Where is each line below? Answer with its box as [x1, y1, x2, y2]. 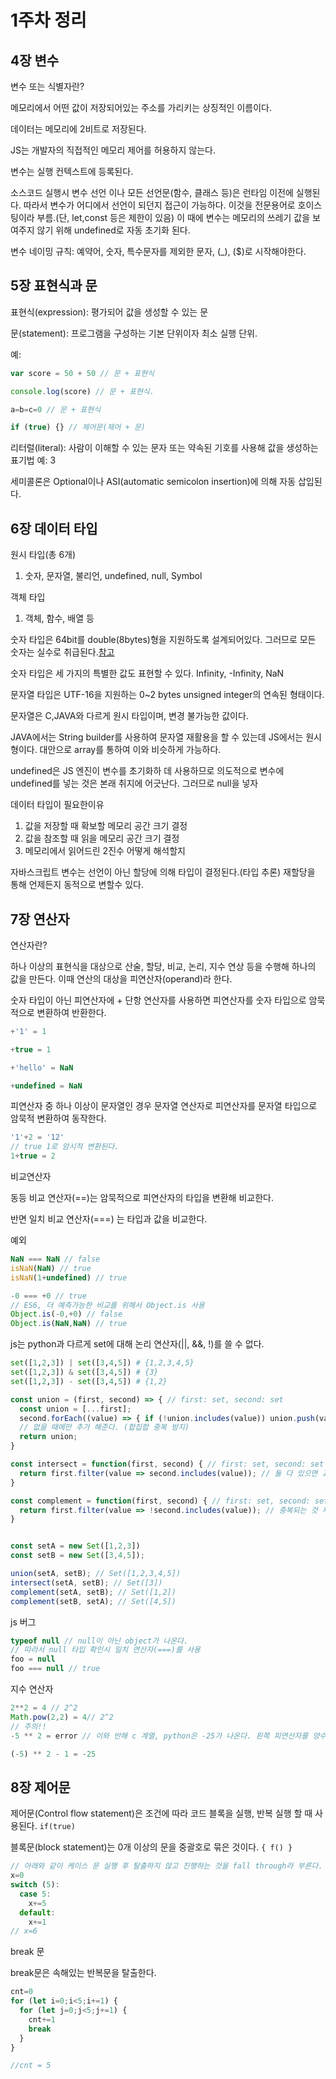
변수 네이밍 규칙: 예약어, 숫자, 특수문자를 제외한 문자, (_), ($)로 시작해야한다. [10, 246, 307, 257]
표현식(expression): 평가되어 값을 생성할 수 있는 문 [10, 306, 209, 318]
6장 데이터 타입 [10, 520, 98, 537]
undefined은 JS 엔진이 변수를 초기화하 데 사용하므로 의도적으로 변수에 [10, 765, 285, 777]
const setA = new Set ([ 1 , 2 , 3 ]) [10, 1541, 141, 1551]
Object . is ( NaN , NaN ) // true [10, 1319, 128, 1329]
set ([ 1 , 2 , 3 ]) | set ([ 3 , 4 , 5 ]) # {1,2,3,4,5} [10, 1358, 195, 1368]
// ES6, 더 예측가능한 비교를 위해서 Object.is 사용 [10, 1300, 205, 1310]
